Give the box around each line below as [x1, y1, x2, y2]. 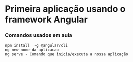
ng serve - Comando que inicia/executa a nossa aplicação [5, 52, 128, 57]
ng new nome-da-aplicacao [5, 47, 59, 53]
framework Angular [5, 14, 88, 25]
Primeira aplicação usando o [5, 3, 126, 15]
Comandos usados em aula [5, 32, 72, 39]
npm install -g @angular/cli [5, 43, 68, 48]
